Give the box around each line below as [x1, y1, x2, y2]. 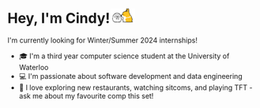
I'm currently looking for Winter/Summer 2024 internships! [7, 35, 198, 45]
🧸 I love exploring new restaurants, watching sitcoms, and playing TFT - [18, 83, 253, 92]
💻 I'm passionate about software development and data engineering [18, 71, 243, 80]
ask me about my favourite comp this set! [18, 91, 154, 100]
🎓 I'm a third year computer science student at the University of [18, 51, 230, 61]
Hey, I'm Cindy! [7, 9, 111, 28]
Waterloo [18, 62, 49, 72]
